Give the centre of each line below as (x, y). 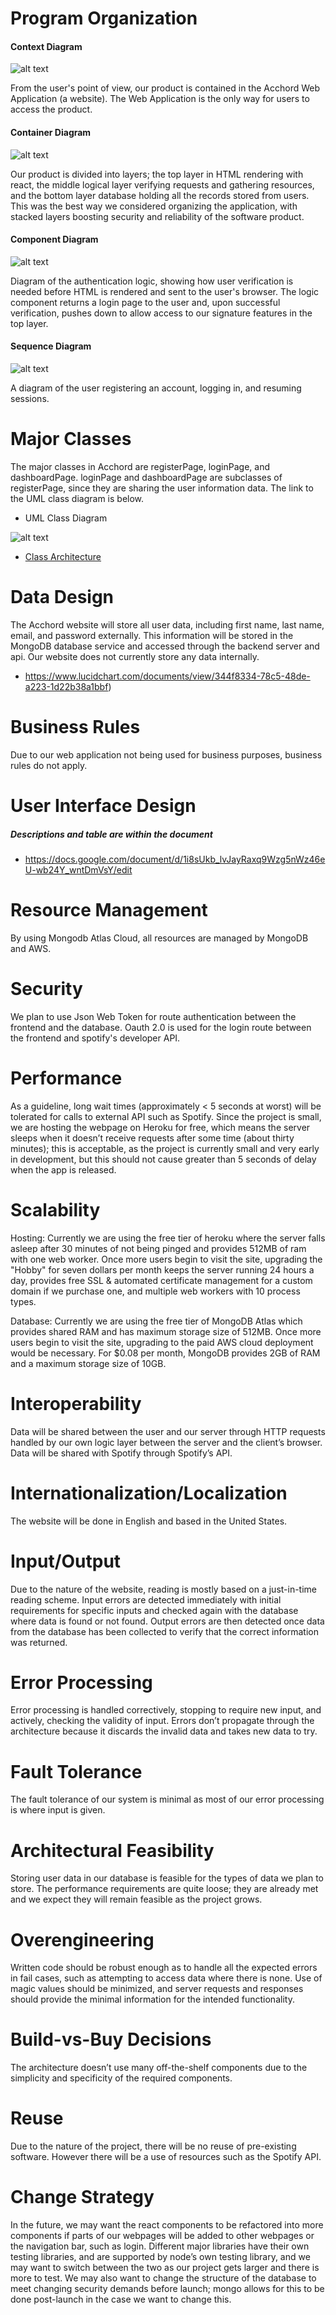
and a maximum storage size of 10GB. (88, 1363)
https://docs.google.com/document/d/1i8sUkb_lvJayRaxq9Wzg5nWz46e (175, 859)
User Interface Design (103, 806)
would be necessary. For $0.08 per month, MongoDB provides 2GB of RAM (165, 1353)
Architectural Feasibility (112, 1850)
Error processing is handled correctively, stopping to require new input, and (166, 1710)
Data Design (62, 597)
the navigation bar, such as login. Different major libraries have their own (160, 2246)
